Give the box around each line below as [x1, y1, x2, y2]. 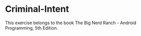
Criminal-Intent [5, 3, 69, 15]
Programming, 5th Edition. [5, 25, 58, 31]
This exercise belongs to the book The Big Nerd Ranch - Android [5, 20, 137, 26]
